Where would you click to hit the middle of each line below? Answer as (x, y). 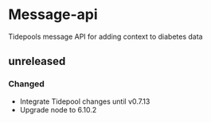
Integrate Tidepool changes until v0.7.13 (85, 101)
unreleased (37, 61)
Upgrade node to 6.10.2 (58, 109)
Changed (27, 84)
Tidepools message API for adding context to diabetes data (105, 36)
